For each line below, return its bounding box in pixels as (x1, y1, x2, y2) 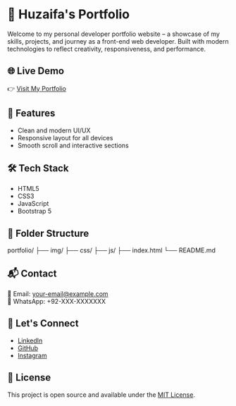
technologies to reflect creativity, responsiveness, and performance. (7, 44, 206, 53)
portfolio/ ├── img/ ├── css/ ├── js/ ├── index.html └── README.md (7, 246, 216, 254)
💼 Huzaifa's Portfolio (7, 6, 130, 23)
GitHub (17, 343, 39, 352)
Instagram (17, 351, 47, 359)
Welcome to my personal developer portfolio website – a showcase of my (7, 30, 221, 38)
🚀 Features (7, 107, 56, 119)
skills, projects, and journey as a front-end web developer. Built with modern (7, 37, 229, 45)
